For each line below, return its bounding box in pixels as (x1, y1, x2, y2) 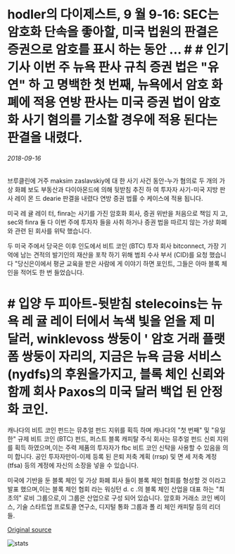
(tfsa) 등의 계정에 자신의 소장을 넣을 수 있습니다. (7, 461, 139, 469)
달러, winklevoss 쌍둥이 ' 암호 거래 (7, 331, 200, 347)
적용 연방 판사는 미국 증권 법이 (32, 94, 196, 111)
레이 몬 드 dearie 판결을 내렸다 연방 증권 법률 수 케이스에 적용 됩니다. (14, 195, 203, 203)
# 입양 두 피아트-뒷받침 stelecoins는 (7, 295, 209, 312)
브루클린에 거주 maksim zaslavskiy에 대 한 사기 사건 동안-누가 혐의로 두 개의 (7, 177, 218, 185)
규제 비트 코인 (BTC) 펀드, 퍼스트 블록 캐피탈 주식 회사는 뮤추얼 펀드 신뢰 (17, 435, 216, 443)
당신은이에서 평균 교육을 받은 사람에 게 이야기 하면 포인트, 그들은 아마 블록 (17, 259, 220, 268)
